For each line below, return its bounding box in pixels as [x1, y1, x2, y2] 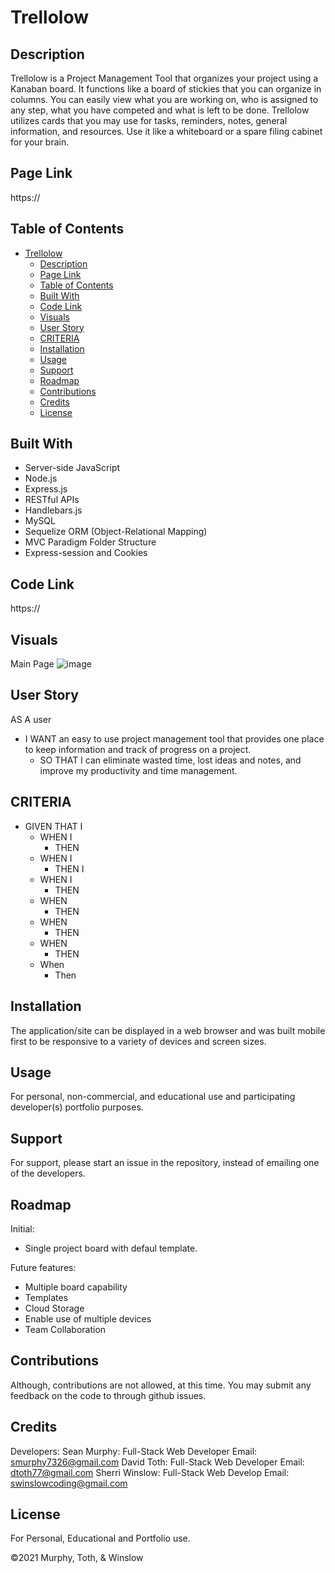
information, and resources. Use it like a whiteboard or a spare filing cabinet [10, 126, 323, 137]
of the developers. [10, 1167, 86, 1180]
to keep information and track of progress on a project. [24, 743, 252, 755]
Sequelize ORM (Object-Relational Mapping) [24, 526, 208, 538]
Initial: [10, 1222, 35, 1235]
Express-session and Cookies [24, 547, 148, 559]
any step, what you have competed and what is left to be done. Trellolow [10, 104, 310, 116]
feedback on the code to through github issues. [10, 1389, 207, 1401]
